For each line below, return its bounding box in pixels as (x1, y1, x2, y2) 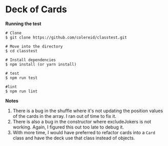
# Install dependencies (5, 57, 56, 62)
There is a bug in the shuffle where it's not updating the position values (12, 108, 163, 114)
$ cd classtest (5, 48, 38, 53)
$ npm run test (5, 75, 38, 80)
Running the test (5, 20, 41, 27)
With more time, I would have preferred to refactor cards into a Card (12, 129, 155, 135)
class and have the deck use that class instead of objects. (12, 135, 135, 141)
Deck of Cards (5, 4, 68, 15)
